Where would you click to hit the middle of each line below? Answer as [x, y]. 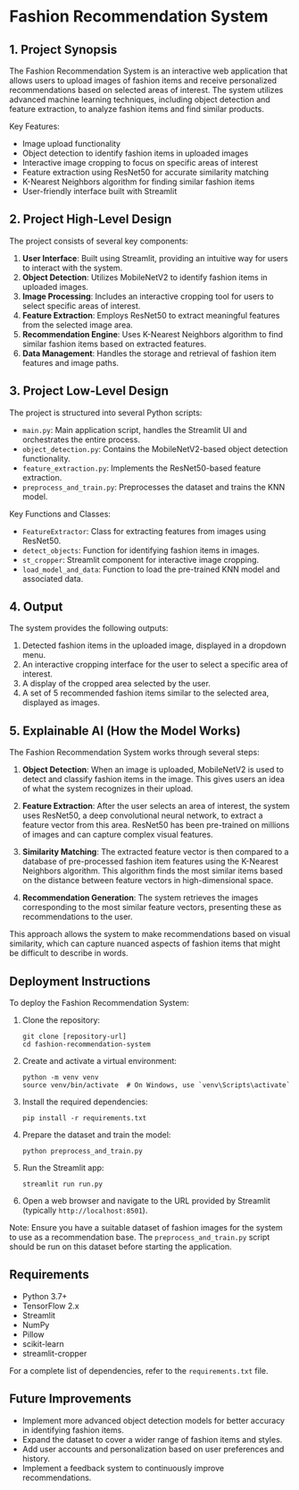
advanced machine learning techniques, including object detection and [140, 99]
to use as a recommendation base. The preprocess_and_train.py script [140, 1238]
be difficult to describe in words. [69, 953]
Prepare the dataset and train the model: [96, 1135]
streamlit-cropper [54, 1353]
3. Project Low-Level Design [89, 391]
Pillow [33, 1334]
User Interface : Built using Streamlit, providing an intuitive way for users [155, 258]
